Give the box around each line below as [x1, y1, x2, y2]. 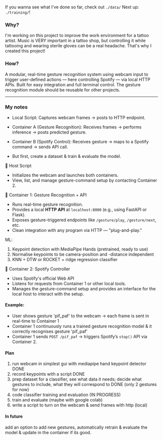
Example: [5, 302, 25, 308]
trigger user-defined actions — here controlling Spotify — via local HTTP [5, 77, 150, 82]
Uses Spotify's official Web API [12, 275, 74, 281]
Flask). [12, 211, 26, 217]
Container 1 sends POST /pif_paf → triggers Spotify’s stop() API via [12, 334, 147, 340]
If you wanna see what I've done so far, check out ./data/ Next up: [5, 4, 139, 10]
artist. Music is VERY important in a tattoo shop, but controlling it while [5, 38, 146, 43]
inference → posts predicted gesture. [12, 129, 87, 135]
